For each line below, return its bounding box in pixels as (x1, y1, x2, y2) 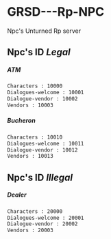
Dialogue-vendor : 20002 (7, 221, 78, 227)
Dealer (7, 191, 27, 199)
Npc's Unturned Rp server (7, 27, 82, 35)
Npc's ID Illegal (7, 171, 73, 183)
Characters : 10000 (7, 83, 63, 89)
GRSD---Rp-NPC (7, 4, 105, 20)
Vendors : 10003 (7, 102, 53, 109)
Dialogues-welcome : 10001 (7, 89, 84, 96)
